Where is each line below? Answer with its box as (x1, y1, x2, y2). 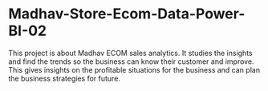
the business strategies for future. (8, 73, 120, 83)
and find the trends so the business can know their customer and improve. (8, 57, 254, 66)
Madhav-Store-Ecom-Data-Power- (8, 5, 246, 23)
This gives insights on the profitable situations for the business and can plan (8, 65, 261, 74)
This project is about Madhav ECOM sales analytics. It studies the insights (8, 48, 253, 57)
